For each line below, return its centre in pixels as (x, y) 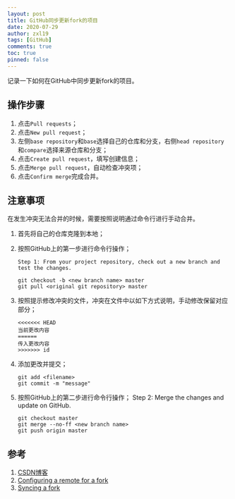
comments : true (30, 47)
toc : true (22, 54)
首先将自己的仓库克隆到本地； (61, 234)
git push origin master (53, 431)
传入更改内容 (34, 344)
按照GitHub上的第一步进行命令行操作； (74, 249)
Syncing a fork (39, 488)
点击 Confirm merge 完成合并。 (60, 176)
